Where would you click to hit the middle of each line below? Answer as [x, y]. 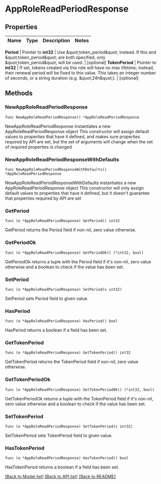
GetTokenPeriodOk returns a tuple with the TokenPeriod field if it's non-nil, [79, 398]
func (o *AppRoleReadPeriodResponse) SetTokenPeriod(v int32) [69, 427]
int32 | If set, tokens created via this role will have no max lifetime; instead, [80, 68]
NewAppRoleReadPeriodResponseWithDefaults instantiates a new [71, 183]
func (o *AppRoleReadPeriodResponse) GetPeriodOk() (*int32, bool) [74, 253]
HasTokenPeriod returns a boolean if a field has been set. [62, 467]
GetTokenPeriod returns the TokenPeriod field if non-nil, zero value [72, 362]
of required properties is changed [38, 147]
